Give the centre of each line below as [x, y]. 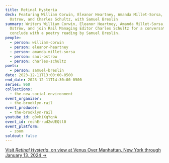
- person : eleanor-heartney [39, 47]
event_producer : [22, 108]
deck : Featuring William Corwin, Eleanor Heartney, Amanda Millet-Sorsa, [84, 15]
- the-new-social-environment [41, 94]
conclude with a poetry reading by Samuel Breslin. [65, 33]
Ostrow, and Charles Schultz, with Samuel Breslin [64, 19]
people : [13, 38]
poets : [12, 66]
